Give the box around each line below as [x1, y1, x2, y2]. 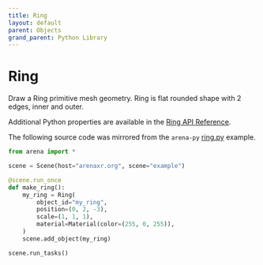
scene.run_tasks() [8, 249, 69, 257]
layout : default [8, 19, 62, 27]
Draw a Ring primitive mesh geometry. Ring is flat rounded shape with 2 [8, 94, 242, 103]
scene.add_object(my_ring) [22, 234, 111, 243]
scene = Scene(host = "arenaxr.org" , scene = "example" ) [8, 162, 186, 170]
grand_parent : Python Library [8, 33, 108, 42]
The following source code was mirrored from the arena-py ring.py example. [8, 132, 256, 142]
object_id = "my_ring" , [36, 198, 108, 206]
